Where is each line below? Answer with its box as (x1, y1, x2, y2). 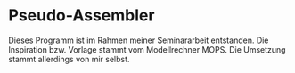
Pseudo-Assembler (8, 5, 155, 26)
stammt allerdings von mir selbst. (8, 53, 130, 64)
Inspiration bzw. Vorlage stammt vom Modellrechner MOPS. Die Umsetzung (8, 44, 286, 54)
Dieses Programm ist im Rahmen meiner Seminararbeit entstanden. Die (8, 35, 269, 45)
